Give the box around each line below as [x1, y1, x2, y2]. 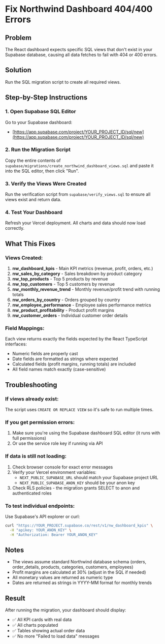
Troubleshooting [5, 380, 58, 389]
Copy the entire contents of [5, 157, 61, 163]
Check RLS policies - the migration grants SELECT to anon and [12, 485, 140, 491]
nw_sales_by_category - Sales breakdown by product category [12, 271, 142, 276]
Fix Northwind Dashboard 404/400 [5, 3, 153, 15]
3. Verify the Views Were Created [5, 180, 87, 187]
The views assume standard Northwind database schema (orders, [12, 559, 147, 565]
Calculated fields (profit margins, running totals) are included [12, 361, 136, 367]
